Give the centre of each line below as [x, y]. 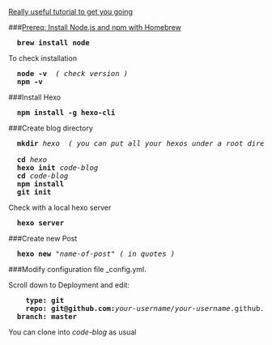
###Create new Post [43, 239]
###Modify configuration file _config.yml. [78, 269]
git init [34, 192]
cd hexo [32, 160]
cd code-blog [42, 176]
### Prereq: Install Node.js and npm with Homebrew [95, 27]
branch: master [47, 316]
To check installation [43, 58]
